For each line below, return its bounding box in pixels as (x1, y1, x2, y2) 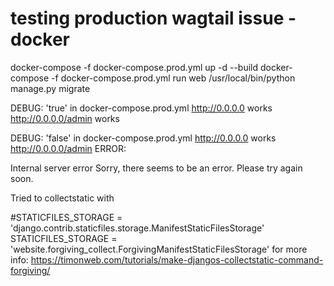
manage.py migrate (10, 82, 91, 94)
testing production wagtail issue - (10, 7, 297, 30)
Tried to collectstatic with (10, 192, 115, 204)
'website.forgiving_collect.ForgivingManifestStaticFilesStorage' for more (10, 243, 308, 255)
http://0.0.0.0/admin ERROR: (10, 142, 127, 154)
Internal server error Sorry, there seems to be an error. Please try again (10, 162, 303, 174)
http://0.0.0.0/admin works (10, 112, 120, 124)
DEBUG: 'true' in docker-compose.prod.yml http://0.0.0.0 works (10, 102, 273, 114)
